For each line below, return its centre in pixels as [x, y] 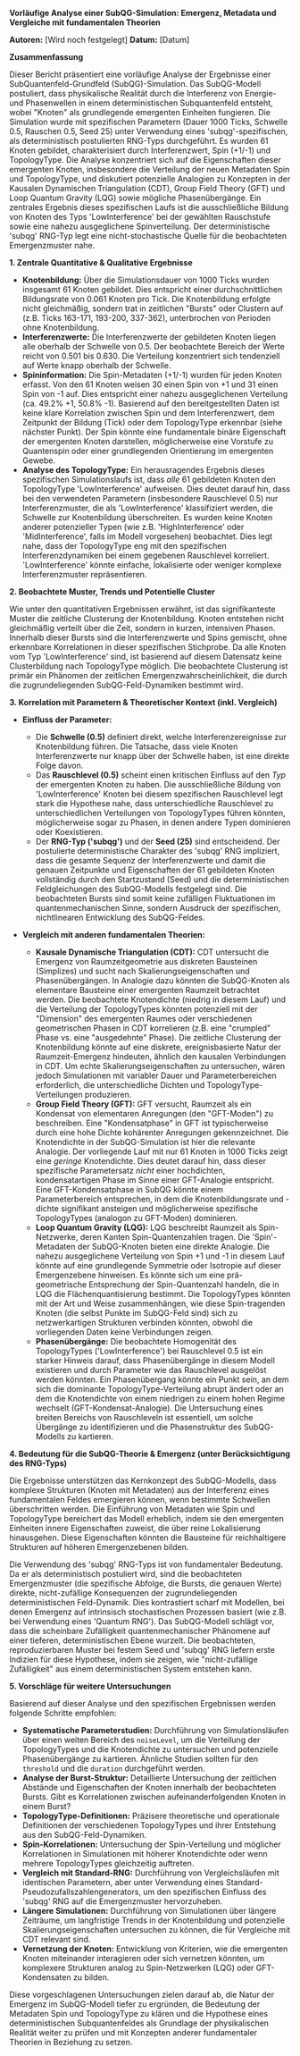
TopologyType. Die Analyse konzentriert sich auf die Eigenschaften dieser [145, 160]
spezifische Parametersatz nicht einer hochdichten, [130, 1171]
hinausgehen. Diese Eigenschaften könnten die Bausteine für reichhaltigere [148, 1538]
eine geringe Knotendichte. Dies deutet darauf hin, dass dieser [150, 1161]
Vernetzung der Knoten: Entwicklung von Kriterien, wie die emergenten [155, 1949]
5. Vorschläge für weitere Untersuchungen [90, 1686]
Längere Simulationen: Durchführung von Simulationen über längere [149, 1911]
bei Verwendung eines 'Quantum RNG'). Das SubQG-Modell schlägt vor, [142, 1621]
